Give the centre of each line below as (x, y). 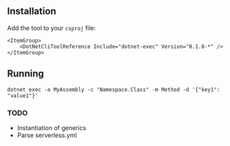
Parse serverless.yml (47, 135)
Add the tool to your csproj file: (52, 28)
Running (26, 74)
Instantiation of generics (52, 127)
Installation (32, 11)
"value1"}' (23, 96)
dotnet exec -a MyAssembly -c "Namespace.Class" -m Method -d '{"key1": (114, 90)
